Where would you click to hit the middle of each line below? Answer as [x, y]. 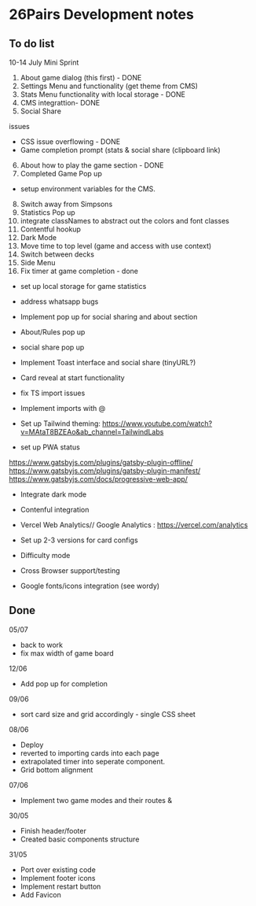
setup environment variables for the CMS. [88, 189]
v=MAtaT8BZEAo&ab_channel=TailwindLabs [92, 432]
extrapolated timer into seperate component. [93, 761]
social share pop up [52, 347]
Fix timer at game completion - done [79, 271]
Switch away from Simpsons [66, 204]
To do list [32, 44]
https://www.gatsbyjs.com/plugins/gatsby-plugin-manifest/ [105, 471]
